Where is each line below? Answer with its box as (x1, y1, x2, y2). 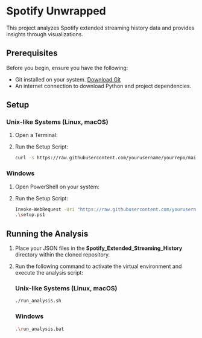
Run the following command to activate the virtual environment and (14, 263, 182, 270)
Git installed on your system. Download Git (14, 75, 121, 83)
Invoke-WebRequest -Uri (14, 206, 75, 212)
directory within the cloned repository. (14, 251, 110, 258)
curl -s (14, 155, 34, 161)
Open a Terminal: (14, 132, 58, 139)
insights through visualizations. (6, 30, 83, 37)
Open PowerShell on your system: (14, 183, 99, 190)
